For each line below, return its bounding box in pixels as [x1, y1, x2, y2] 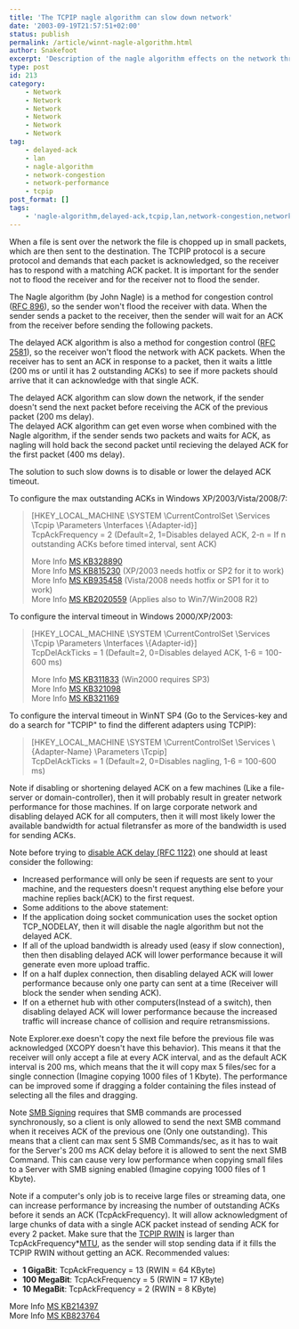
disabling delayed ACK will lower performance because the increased [21, 1006, 278, 1016]
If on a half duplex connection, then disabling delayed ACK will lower [21, 968, 274, 979]
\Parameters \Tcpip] [93, 746, 167, 757]
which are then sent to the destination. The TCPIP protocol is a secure [9, 246, 266, 257]
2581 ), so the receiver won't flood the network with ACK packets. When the [9, 347, 286, 357]
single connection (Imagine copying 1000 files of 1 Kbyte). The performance [9, 1071, 287, 1081]
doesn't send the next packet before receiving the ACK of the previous [9, 402, 269, 412]
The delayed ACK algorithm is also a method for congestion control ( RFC [9, 337, 276, 347]
